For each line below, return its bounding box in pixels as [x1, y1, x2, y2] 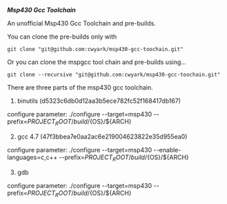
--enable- [153, 145, 181, 154]
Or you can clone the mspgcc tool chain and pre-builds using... [7, 58, 186, 66]
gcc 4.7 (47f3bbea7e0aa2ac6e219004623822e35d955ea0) [17, 132, 188, 141]
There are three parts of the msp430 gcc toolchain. [7, 83, 153, 92]
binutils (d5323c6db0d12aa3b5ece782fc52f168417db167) [17, 96, 181, 105]
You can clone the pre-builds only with [7, 32, 117, 41]
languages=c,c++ [7, 153, 58, 161]
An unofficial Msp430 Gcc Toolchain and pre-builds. [7, 19, 157, 27]
